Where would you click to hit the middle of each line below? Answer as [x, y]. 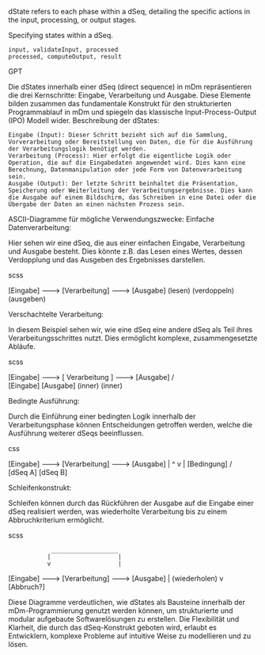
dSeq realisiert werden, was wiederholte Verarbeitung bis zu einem [118, 511]
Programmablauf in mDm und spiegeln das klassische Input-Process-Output [132, 112]
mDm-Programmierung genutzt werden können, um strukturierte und [121, 611]
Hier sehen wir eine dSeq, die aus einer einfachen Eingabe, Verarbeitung [127, 243]
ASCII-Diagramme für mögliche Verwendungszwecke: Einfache [112, 219]
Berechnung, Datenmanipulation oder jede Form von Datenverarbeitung [125, 170]
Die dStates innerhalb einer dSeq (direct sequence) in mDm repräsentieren [130, 87]
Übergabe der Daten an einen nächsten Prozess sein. [97, 205]
